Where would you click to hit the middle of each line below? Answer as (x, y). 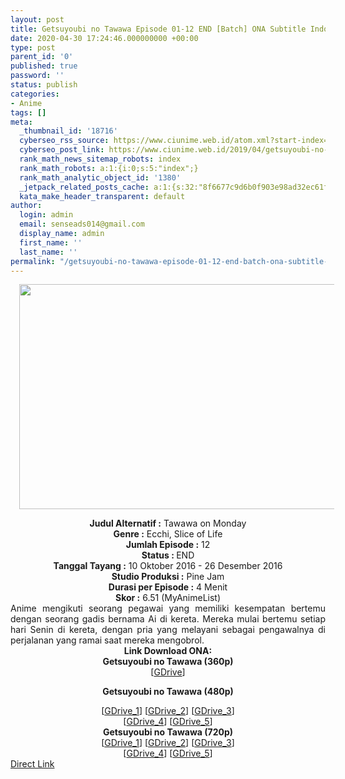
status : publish (44, 85)
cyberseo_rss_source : (64, 141)
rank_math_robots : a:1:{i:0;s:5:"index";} (109, 168)
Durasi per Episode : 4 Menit (168, 587)
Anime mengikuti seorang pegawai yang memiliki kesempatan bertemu (168, 608)
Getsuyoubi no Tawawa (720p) (168, 732)
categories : (35, 94)
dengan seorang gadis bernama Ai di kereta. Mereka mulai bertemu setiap (168, 619)
